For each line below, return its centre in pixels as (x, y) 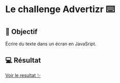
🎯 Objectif (21, 31)
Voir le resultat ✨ (23, 75)
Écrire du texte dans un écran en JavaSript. (51, 44)
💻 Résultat (23, 60)
